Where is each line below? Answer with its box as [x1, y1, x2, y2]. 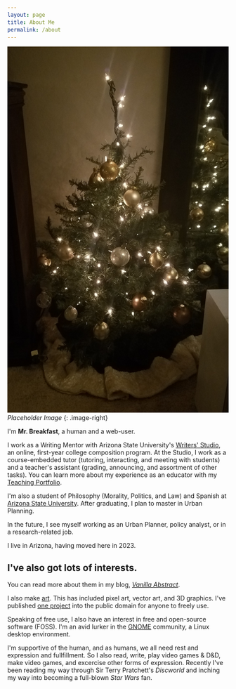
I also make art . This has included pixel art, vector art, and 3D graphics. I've [7, 593, 226, 602]
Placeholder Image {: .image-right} [7, 414, 109, 422]
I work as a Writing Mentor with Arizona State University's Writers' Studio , [7, 441, 221, 450]
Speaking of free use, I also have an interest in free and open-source [7, 615, 206, 623]
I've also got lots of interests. [7, 562, 138, 574]
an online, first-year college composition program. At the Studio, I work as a [7, 448, 227, 457]
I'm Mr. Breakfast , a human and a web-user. [7, 427, 136, 435]
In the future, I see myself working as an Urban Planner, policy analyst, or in [7, 520, 226, 529]
